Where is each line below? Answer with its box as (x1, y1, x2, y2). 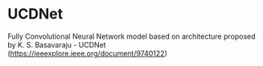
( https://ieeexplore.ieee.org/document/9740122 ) (7, 48, 168, 58)
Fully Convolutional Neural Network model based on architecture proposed (7, 31, 256, 41)
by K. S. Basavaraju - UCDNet (7, 39, 106, 49)
